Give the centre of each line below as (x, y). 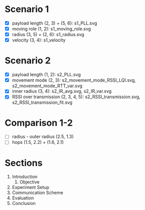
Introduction (25, 177)
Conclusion (24, 203)
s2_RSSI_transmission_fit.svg (42, 102)
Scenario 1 (27, 9)
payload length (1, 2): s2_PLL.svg (46, 75)
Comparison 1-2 (39, 123)
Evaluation (23, 198)
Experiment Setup (31, 187)
